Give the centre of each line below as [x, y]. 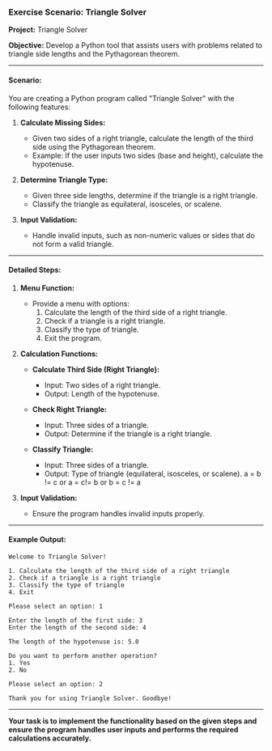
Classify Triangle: [63, 449]
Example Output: [37, 540]
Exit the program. [73, 337]
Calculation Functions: [59, 354]
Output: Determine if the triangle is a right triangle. [128, 433]
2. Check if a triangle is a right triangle [85, 578]
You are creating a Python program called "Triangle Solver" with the [121, 98]
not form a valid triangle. [73, 244]
